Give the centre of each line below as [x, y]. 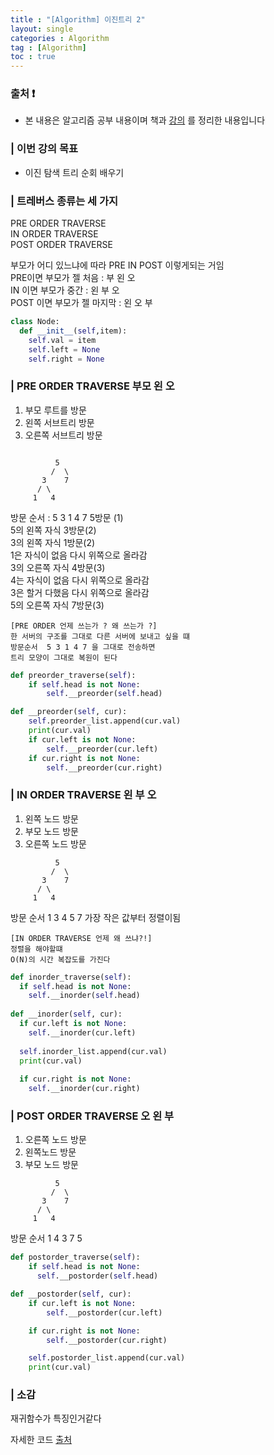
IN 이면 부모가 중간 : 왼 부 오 [65, 290]
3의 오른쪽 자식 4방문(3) [58, 567]
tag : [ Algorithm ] [48, 47]
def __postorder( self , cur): [71, 1294]
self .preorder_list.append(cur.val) [105, 721]
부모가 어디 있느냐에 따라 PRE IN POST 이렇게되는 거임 [117, 265]
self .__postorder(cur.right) [107, 1340]
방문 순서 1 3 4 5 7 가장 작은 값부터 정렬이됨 [96, 917]
